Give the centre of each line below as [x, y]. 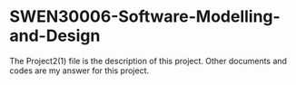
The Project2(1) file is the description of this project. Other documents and [148, 61]
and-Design [55, 36]
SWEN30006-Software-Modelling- [145, 17]
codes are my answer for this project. [79, 71]
